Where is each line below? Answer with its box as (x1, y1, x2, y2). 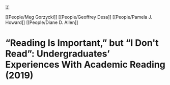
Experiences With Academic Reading (5, 59, 165, 70)
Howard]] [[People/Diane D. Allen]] (5, 19, 78, 25)
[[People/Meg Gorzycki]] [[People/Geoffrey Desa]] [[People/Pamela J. (5, 14, 153, 20)
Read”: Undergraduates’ (5, 48, 110, 60)
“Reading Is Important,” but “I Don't (5, 37, 159, 49)
